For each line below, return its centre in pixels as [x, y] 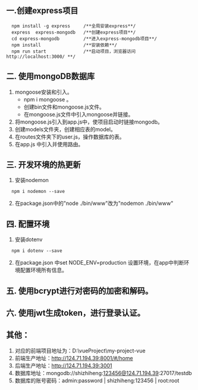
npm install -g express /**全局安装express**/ [74, 26]
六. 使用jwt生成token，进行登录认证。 [76, 313]
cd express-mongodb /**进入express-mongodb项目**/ [84, 39]
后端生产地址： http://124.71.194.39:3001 [63, 366]
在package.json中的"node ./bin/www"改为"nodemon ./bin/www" [94, 203]
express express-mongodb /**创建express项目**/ [74, 32]
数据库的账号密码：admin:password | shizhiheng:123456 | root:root [97, 380]
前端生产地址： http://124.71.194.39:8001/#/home [74, 358]
